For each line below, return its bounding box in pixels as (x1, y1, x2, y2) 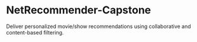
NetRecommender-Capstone (6, 3, 151, 17)
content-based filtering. (6, 29, 64, 36)
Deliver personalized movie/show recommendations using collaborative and (6, 23, 191, 30)
